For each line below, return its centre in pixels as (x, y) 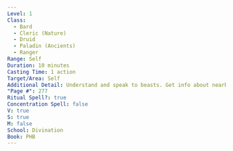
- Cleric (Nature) (40, 33)
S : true (18, 117)
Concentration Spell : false (48, 104)
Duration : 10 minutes (38, 65)
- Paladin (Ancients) (45, 46)
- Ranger (26, 53)
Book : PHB (21, 136)
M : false (20, 124)
